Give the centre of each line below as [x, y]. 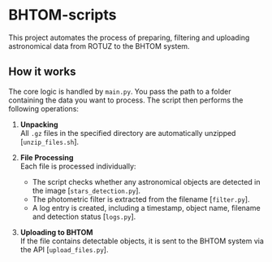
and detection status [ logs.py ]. [84, 216]
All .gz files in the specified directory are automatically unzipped [128, 133]
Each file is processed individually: [78, 166]
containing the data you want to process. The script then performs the [126, 100]
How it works [42, 72]
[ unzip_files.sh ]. [50, 142]
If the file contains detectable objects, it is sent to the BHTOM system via [142, 241]
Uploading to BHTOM [56, 232]
